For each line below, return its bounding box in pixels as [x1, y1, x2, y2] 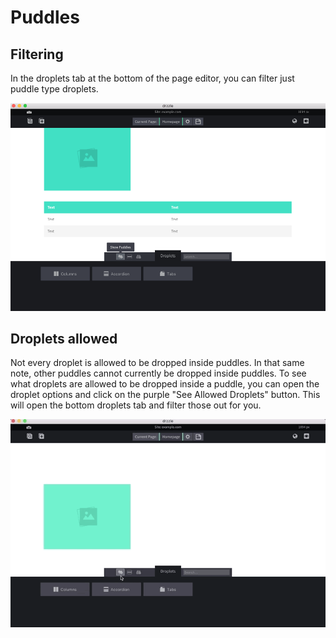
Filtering [10, 46, 64, 63]
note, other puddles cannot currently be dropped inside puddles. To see [10, 367, 307, 380]
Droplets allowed [10, 331, 118, 348]
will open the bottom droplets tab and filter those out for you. [10, 399, 262, 411]
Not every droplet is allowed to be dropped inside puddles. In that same [10, 357, 305, 369]
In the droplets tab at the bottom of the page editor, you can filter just [10, 72, 295, 84]
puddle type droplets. [10, 83, 99, 95]
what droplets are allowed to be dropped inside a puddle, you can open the [10, 378, 320, 390]
